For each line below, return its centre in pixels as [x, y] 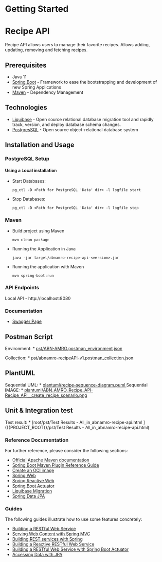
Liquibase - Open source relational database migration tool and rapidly [83, 119]
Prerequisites [26, 65]
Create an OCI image [33, 470]
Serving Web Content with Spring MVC [51, 534]
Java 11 [19, 77]
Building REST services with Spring [47, 539]
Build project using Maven [38, 231]
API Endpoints [22, 288]
